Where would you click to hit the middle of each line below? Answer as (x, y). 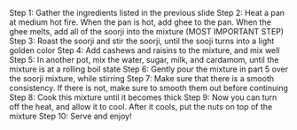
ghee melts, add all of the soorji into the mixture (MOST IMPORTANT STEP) (147, 31)
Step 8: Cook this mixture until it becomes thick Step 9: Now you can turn (143, 97)
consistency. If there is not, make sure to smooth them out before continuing (148, 88)
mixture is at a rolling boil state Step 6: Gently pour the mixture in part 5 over (149, 69)
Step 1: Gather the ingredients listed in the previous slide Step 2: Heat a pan (147, 13)
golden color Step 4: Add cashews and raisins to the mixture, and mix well (145, 50)
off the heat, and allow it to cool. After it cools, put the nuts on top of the (141, 107)
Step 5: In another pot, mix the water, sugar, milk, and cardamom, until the (144, 60)
